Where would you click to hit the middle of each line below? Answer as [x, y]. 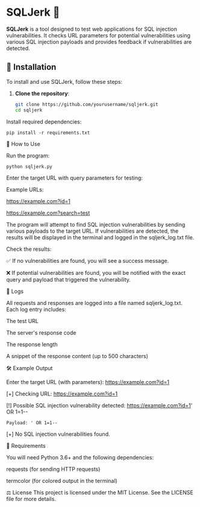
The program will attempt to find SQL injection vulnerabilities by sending [96, 225]
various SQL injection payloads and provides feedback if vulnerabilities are [99, 42]
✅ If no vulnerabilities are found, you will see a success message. [88, 261]
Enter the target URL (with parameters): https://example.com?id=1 [88, 382]
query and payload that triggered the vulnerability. [69, 280]
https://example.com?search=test [48, 213]
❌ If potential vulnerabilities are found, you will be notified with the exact [96, 273]
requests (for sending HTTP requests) [53, 469]
